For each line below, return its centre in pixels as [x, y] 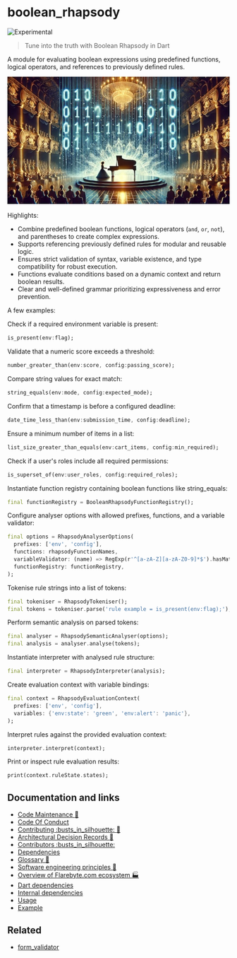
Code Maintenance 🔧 [48, 814]
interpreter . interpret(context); [56, 748]
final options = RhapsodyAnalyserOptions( [71, 537]
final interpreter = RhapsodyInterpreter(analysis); [86, 671]
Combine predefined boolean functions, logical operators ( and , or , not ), [121, 229]
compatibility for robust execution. [67, 267]
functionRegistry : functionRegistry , [69, 566]
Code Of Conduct [43, 822]
